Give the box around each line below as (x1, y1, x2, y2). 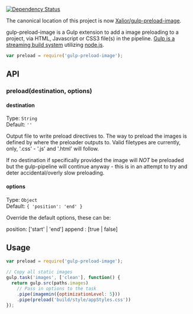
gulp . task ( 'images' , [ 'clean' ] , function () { (6, 275, 120, 281)
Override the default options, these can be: (6, 214, 111, 221)
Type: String (6, 115, 37, 122)
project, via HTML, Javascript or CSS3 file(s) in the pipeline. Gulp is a (6, 35, 175, 42)
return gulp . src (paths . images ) (11, 280, 89, 286)
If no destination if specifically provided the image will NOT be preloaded (6, 157, 184, 164)
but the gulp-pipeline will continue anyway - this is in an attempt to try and (6, 163, 188, 170)
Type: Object (6, 196, 37, 203)
